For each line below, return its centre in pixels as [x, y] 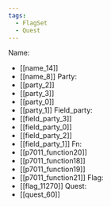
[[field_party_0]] [46, 127]
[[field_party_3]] [46, 119]
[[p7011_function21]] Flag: [61, 178]
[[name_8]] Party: [48, 77]
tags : [17, 15]
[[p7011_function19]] [52, 169]
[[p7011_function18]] [52, 161]
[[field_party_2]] [46, 136]
